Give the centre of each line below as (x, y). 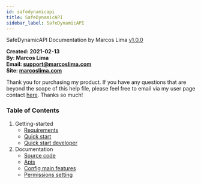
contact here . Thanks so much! (45, 95)
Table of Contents (33, 110)
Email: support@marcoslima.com (49, 64)
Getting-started (34, 123)
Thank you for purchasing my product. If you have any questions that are (96, 82)
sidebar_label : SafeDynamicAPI (45, 23)
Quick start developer (51, 143)
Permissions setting (48, 174)
